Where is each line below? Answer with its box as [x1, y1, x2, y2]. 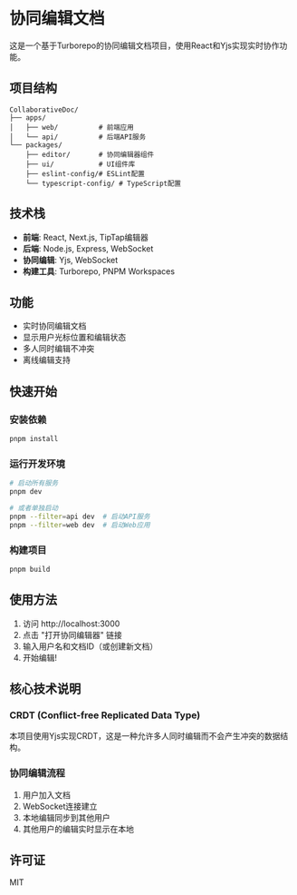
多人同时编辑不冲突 [22, 343, 95, 354]
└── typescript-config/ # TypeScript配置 [25, 179, 181, 188]
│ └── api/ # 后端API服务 [9, 133, 147, 142]
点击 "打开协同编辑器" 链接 [22, 629, 122, 640]
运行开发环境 [9, 457, 66, 470]
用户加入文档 [22, 789, 71, 800]
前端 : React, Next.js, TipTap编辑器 [22, 231, 149, 242]
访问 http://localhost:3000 [22, 618, 120, 629]
